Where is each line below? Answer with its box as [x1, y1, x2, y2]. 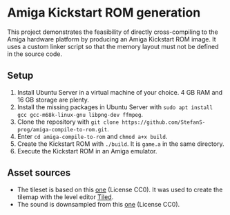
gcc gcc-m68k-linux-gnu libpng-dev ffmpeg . [17, 110, 144, 118]
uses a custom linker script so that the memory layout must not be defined [7, 42, 219, 50]
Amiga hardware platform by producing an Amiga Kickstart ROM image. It [7, 35, 216, 43]
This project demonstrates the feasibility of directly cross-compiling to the [7, 28, 219, 36]
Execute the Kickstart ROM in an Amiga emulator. [17, 147, 157, 155]
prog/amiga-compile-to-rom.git [17, 126, 108, 133]
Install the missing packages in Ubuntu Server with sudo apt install [17, 102, 213, 111]
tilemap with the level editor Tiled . [17, 192, 114, 201]
